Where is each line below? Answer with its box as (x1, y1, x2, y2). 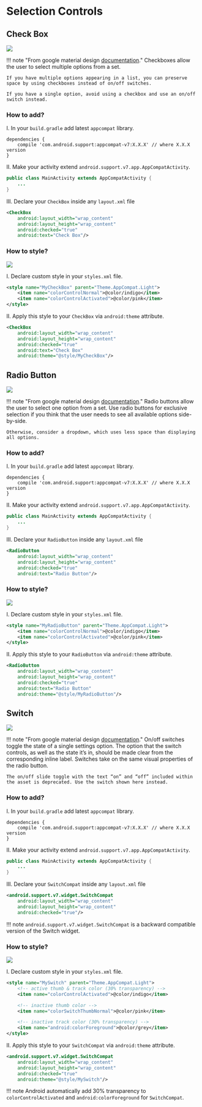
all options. (6, 435, 40, 441)
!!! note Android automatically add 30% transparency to (6, 1087, 146, 1095)
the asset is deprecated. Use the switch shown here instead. (6, 779, 168, 785)
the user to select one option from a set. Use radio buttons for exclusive (6, 404, 188, 412)
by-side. (6, 418, 28, 425)
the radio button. (6, 762, 48, 769)
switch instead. (6, 96, 48, 103)
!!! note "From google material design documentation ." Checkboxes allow (6, 56, 191, 64)
